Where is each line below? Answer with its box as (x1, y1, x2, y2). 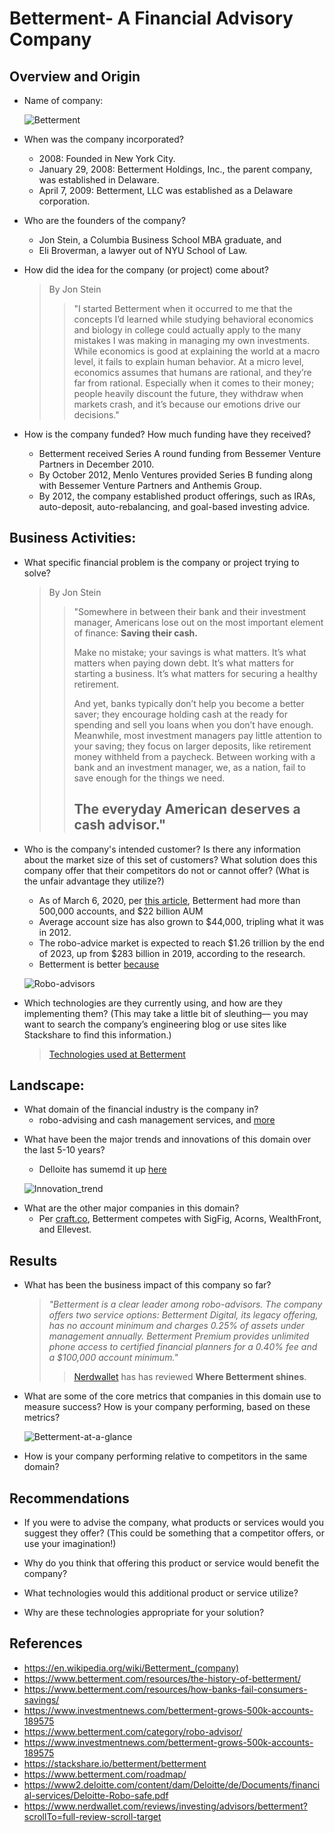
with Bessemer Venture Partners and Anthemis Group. (38, 480, 262, 491)
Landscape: (9, 1077, 85, 1094)
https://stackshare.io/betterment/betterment (23, 1757, 207, 1769)
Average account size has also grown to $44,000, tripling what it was (38, 915, 324, 927)
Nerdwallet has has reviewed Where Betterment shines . (73, 1371, 307, 1383)
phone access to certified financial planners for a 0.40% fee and (48, 1341, 318, 1353)
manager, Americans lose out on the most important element (73, 616, 324, 628)
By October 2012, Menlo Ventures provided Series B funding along (38, 469, 313, 481)
